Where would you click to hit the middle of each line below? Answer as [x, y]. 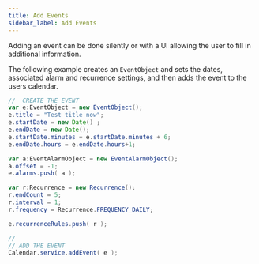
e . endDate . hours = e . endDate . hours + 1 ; [72, 144]
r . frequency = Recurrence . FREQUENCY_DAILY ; [81, 209]
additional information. [45, 54]
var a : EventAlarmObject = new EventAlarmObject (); [93, 159]
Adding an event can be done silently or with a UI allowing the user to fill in [129, 45]
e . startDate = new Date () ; [54, 123]
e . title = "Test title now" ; [56, 115]
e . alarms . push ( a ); [42, 173]
